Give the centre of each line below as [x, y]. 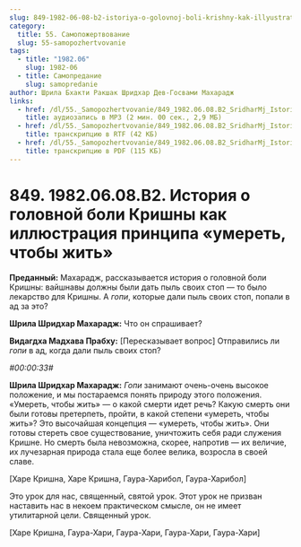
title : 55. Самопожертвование [73, 34]
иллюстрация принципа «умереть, [148, 233]
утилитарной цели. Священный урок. [80, 515]
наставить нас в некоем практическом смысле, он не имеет [125, 505]
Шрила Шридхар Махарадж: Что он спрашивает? [106, 323]
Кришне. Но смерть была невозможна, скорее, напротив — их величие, [148, 442]
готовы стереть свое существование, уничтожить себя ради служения [146, 432]
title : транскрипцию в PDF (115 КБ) [94, 151]
